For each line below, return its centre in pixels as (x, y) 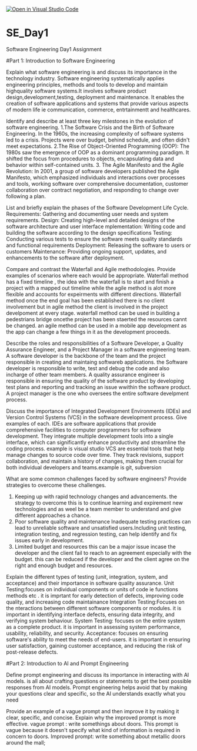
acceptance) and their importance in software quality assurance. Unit (90, 583)
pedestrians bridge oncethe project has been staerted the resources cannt (96, 319)
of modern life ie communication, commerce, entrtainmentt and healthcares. (98, 110)
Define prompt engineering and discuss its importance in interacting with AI (98, 674)
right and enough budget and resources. (64, 565)
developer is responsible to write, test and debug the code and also (88, 368)
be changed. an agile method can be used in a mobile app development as (96, 325)
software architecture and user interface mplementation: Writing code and (96, 226)
